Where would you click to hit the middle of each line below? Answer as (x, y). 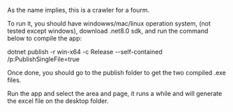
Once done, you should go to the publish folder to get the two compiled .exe (117, 73)
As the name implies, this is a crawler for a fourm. (78, 10)
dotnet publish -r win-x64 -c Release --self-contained (85, 52)
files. (14, 80)
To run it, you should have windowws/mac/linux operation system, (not (109, 23)
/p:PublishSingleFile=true (44, 59)
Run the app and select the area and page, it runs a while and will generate (115, 94)
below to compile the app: (45, 38)
